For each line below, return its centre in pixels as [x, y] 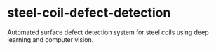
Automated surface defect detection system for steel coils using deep [108, 32]
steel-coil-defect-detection [89, 13]
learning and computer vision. [50, 39]
